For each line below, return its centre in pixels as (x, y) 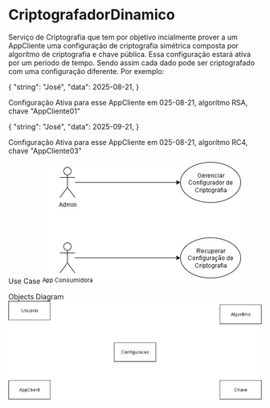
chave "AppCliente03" (45, 150)
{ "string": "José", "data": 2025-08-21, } (74, 87)
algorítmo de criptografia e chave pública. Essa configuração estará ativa (130, 54)
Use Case (25, 281)
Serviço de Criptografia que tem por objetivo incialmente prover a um (123, 37)
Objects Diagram (36, 296)
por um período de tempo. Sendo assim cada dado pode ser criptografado (132, 63)
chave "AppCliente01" (44, 111)
